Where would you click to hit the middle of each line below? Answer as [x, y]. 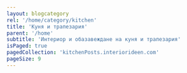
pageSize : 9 [24, 59]
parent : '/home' [30, 33]
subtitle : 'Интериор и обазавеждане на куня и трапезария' [94, 40]
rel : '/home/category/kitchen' [52, 20]
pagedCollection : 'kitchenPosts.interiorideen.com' [83, 53]
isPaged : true [27, 46]
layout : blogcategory [38, 14]
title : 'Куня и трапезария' [47, 26]
